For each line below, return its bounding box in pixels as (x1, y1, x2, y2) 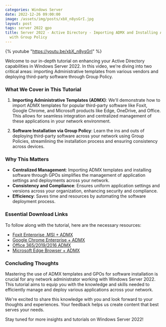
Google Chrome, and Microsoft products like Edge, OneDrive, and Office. (12, 108, 161, 114)
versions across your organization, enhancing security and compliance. (12, 188, 158, 194)
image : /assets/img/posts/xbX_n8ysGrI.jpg (5, 16, 94, 21)
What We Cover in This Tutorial (5, 86, 82, 93)
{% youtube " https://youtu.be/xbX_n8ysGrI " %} (5, 48, 102, 54)
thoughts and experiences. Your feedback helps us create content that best (5, 302, 159, 308)
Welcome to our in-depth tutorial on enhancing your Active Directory (5, 58, 145, 64)
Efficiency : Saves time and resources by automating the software (12, 193, 146, 199)
